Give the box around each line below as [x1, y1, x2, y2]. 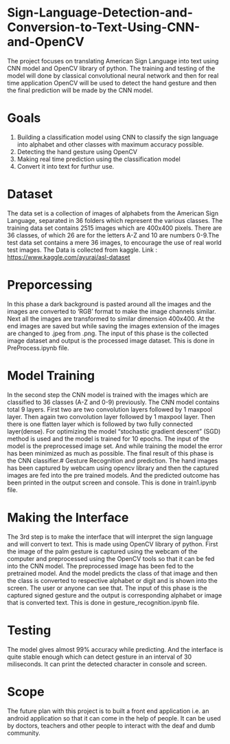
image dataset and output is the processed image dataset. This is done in [7, 336, 215, 345]
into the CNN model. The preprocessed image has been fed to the [7, 562, 194, 570]
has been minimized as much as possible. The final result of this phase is [7, 449, 214, 457]
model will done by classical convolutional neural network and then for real [7, 71, 219, 80]
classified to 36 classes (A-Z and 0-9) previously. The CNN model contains [7, 398, 220, 406]
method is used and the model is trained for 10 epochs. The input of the [7, 434, 209, 443]
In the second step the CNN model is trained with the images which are [7, 390, 209, 398]
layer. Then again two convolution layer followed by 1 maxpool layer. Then [7, 412, 216, 421]
